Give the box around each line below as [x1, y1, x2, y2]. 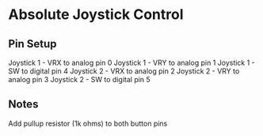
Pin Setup [8, 37, 57, 51]
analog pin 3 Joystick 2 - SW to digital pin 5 [8, 75, 151, 84]
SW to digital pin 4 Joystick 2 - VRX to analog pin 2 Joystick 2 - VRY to [8, 66, 240, 76]
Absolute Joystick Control [8, 6, 184, 24]
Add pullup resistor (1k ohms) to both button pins [8, 119, 168, 128]
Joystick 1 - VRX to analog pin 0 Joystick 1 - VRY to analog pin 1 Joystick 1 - [8, 58, 255, 67]
